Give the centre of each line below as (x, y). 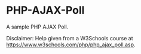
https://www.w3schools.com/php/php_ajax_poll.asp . (71, 45)
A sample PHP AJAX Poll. (37, 27)
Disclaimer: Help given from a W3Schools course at (70, 38)
